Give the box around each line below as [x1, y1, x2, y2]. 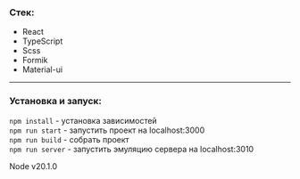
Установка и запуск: [9, 95, 103, 108]
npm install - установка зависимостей [9, 115, 158, 126]
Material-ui [21, 64, 63, 75]
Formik [21, 55, 48, 66]
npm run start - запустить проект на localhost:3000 [9, 125, 205, 135]
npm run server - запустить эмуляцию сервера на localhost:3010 [9, 143, 254, 154]
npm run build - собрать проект [9, 134, 129, 144]
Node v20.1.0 [9, 160, 58, 171]
